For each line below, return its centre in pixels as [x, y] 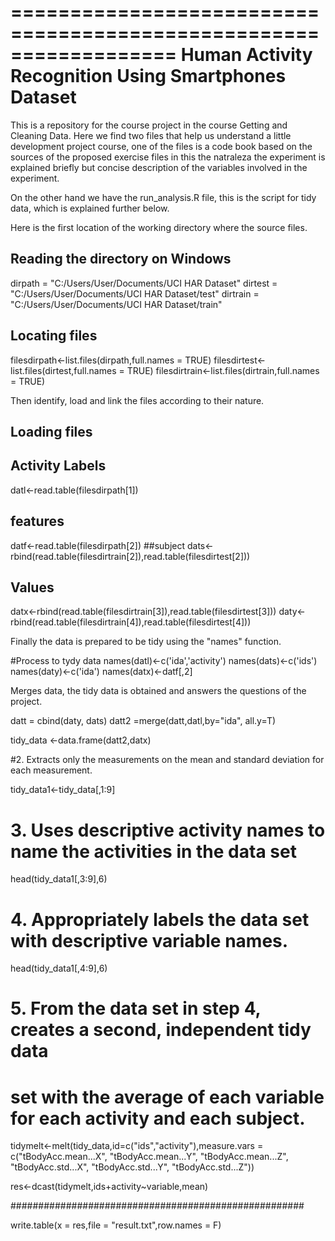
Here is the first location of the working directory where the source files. [159, 227]
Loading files [51, 431]
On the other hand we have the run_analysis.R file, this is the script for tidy [163, 197]
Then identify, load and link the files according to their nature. [137, 400]
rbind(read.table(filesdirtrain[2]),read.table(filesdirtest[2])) [130, 556]
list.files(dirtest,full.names [63, 370]
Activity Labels [58, 466]
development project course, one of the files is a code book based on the [161, 146]
